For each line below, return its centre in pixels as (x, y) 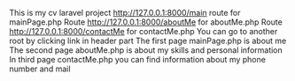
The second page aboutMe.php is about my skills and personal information (146, 50)
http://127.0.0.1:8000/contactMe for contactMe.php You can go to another (144, 31)
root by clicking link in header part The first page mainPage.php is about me (148, 40)
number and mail (40, 69)
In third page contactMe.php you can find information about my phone (137, 59)
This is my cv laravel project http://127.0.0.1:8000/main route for (125, 13)
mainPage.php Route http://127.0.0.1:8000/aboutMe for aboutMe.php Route (146, 22)
